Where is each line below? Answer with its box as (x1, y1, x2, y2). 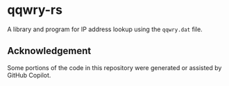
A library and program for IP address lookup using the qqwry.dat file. (7, 25, 203, 33)
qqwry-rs (7, 2, 62, 18)
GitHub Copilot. (7, 71, 51, 79)
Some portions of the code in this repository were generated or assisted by (7, 63, 222, 71)
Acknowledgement (7, 45, 92, 57)
